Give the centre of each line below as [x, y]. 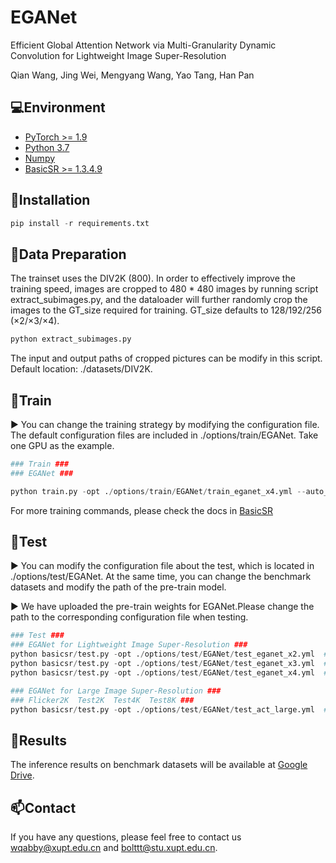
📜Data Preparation [68, 254]
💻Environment [58, 107]
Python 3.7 [47, 147]
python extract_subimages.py [71, 339]
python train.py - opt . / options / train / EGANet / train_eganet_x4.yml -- [158, 491]
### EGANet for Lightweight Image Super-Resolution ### [129, 645]
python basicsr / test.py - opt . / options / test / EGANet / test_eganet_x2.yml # [169, 654]
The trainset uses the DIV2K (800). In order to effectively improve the [153, 278]
